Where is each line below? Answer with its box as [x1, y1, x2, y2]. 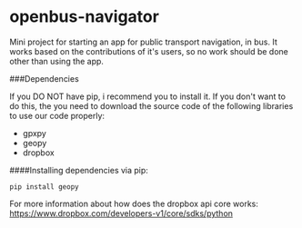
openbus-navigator [9, 6, 159, 27]
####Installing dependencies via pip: [9, 164, 148, 175]
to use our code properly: [9, 110, 106, 121]
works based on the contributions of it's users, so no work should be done [9, 45, 288, 56]
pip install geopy [9, 182, 79, 192]
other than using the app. [9, 55, 105, 66]
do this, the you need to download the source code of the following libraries [9, 100, 294, 111]
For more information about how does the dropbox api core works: [9, 198, 259, 209]
